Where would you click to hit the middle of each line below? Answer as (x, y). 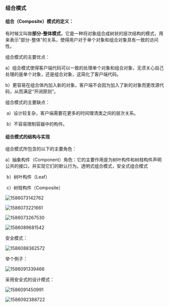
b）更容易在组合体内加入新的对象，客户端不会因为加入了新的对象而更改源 (82, 85)
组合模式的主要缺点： (27, 103)
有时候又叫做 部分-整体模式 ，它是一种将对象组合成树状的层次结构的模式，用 (84, 34)
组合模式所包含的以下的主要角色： (41, 149)
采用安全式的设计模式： (30, 279)
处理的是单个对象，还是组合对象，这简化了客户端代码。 (63, 74)
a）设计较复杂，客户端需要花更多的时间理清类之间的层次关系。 (72, 113)
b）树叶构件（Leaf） (28, 177)
